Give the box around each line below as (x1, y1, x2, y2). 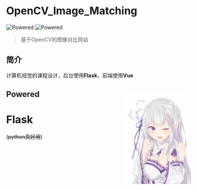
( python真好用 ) (6, 133, 43, 140)
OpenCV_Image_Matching (6, 4, 138, 18)
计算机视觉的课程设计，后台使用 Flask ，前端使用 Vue (6, 72, 134, 79)
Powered (6, 89, 40, 99)
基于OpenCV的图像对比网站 (20, 36, 89, 43)
